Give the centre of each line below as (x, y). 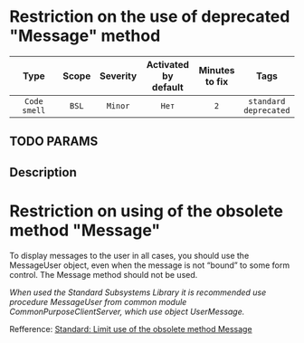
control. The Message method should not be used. (104, 274)
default (168, 87)
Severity (118, 76)
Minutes (217, 70)
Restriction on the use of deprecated (150, 17)
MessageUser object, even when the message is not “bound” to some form (150, 265)
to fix (217, 81)
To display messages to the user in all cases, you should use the (129, 255)
